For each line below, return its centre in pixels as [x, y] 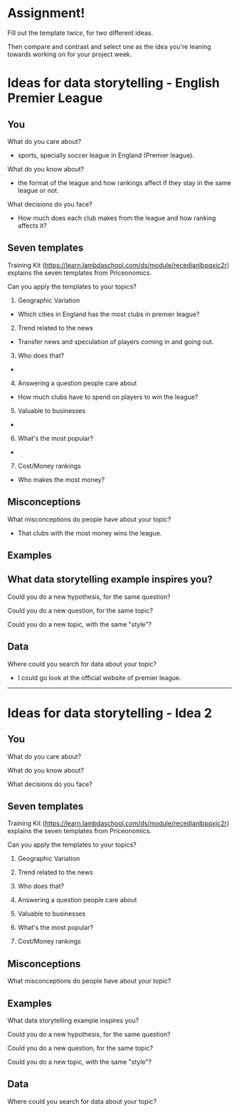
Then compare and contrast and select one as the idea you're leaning [109, 46]
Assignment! [46, 13]
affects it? [32, 225]
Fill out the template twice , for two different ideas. [80, 33]
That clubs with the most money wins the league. [90, 533]
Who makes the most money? [61, 479]
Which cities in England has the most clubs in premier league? [108, 314]
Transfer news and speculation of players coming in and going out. [116, 341]
